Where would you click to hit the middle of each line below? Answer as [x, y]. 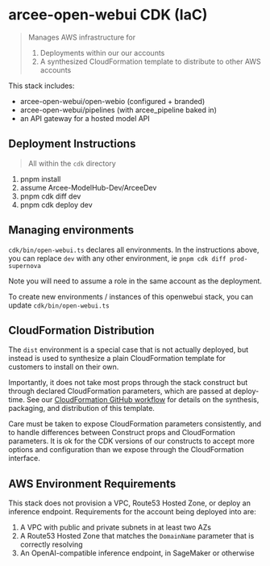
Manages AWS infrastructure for [82, 37]
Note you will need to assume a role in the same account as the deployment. [135, 281]
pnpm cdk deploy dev [56, 204]
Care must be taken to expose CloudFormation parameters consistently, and [135, 424]
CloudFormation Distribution [81, 330]
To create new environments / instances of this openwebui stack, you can [131, 296]
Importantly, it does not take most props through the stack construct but [128, 383]
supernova [25, 266]
